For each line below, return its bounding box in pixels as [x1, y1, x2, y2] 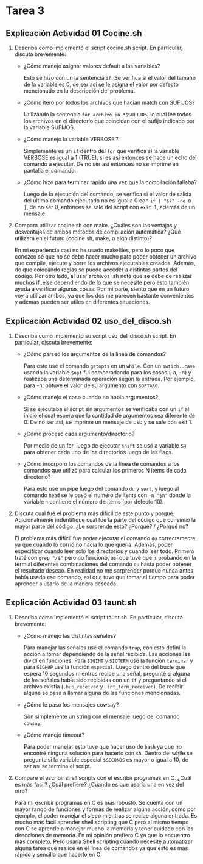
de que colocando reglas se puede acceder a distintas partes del [14, 266, 177, 273]
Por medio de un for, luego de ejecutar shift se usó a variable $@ [23, 441, 187, 449]
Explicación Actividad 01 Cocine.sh [5, 28, 142, 38]
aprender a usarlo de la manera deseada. [14, 580, 118, 587]
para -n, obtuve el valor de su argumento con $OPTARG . [23, 382, 159, 389]
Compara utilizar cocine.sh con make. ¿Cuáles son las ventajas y [14, 222, 177, 229]
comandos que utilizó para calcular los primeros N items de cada [23, 466, 187, 474]
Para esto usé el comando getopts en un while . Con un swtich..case [23, 362, 196, 370]
